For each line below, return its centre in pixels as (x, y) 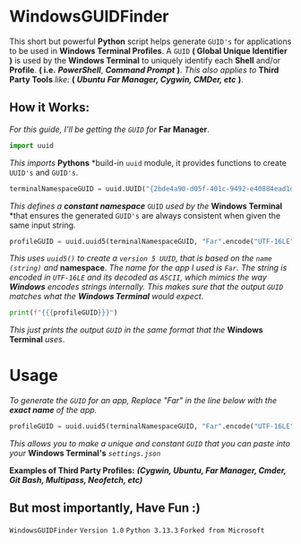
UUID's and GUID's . (44, 172)
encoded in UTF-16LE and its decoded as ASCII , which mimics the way (138, 277)
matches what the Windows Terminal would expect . (107, 297)
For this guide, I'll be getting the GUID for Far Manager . (110, 129)
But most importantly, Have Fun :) (105, 508)
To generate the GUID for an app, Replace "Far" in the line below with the (143, 401)
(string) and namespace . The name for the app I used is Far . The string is (148, 268)
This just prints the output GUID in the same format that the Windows (136, 330)
